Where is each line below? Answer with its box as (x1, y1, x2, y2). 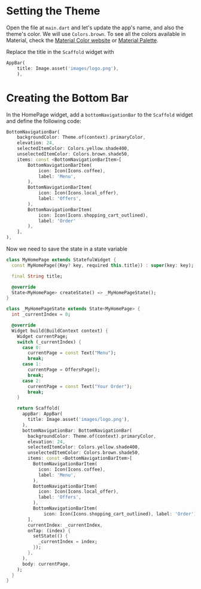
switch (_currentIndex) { (17, 339, 82, 345)
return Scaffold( (17, 405, 60, 411)
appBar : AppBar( (22, 411, 63, 417)
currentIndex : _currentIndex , (28, 522, 103, 528)
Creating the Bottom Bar (6, 91, 129, 105)
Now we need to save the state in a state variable (6, 245, 127, 252)
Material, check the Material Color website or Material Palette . (6, 36, 159, 44)
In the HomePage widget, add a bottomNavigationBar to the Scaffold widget (6, 111, 193, 118)
